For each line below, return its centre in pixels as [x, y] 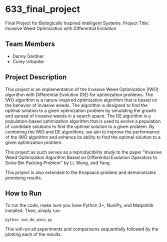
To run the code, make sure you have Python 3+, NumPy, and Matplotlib [79, 205]
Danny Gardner [28, 56]
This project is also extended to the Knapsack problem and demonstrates [81, 172]
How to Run [23, 193]
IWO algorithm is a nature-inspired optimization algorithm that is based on [81, 100]
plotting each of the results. [33, 234]
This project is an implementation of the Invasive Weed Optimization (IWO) [82, 89]
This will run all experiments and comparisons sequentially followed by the [82, 229]
